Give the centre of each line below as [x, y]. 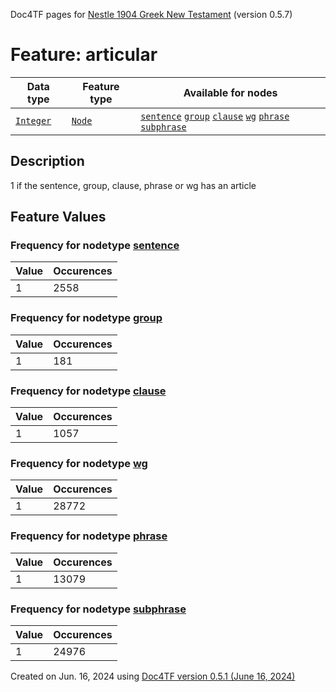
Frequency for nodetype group [86, 318]
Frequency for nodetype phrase [89, 536]
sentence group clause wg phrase [215, 116]
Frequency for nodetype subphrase [98, 609]
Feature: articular [84, 55]
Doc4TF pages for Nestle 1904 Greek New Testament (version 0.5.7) [151, 14]
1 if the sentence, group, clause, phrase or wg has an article [133, 185]
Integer [33, 120]
